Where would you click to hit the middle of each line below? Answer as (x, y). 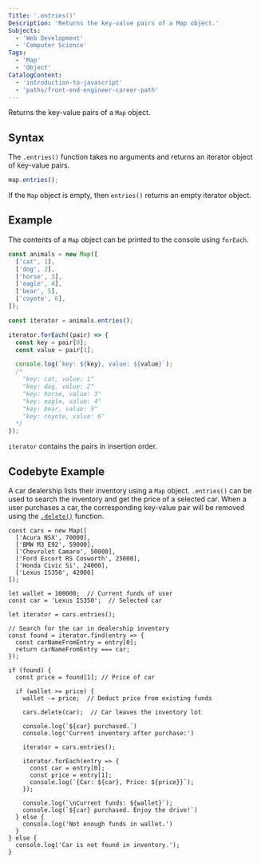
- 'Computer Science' (51, 46)
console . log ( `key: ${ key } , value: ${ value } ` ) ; (94, 364)
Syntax (26, 138)
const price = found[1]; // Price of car (85, 677)
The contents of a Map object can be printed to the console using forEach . (129, 240)
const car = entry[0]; (67, 768)
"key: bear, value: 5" (60, 409)
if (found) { (30, 670)
